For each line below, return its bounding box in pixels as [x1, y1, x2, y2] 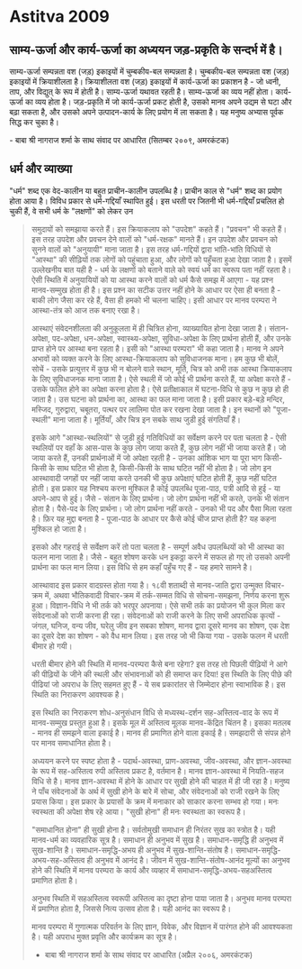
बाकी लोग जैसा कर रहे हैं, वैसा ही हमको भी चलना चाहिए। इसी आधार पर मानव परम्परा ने [31, 295, 277, 306]
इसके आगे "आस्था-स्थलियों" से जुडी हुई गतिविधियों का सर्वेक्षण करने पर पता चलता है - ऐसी [31, 432, 287, 443]
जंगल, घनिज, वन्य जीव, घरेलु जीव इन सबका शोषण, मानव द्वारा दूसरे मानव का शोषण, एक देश [31, 620, 290, 631]
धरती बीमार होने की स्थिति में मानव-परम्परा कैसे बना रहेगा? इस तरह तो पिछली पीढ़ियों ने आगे [31, 658, 288, 669]
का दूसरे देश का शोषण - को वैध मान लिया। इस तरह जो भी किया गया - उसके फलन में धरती [31, 630, 289, 641]
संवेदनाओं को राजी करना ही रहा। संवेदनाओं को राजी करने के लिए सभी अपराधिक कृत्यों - [31, 610, 281, 621]
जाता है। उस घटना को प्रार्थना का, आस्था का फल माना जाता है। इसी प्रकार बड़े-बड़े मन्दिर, [31, 394, 285, 405]
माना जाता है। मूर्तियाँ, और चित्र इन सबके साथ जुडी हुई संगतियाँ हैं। [53, 414, 241, 425]
